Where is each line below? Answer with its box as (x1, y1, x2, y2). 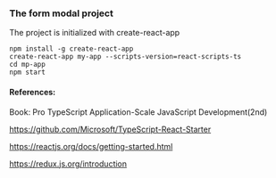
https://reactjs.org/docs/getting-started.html (9, 141, 173, 151)
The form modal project (9, 7, 113, 20)
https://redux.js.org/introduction (9, 158, 128, 169)
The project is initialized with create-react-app (9, 28, 180, 38)
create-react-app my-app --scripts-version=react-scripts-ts (9, 53, 242, 61)
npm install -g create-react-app (9, 44, 134, 53)
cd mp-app (9, 61, 46, 69)
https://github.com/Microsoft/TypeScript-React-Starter (9, 124, 212, 134)
